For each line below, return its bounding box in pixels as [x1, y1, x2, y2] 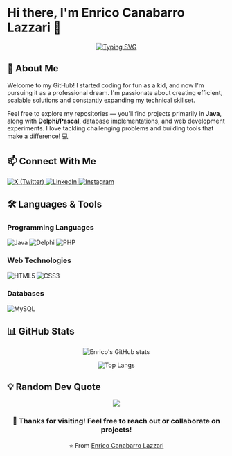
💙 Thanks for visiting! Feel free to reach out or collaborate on [12, 416, 220, 426]
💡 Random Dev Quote [7, 381, 102, 393]
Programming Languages [7, 222, 95, 232]
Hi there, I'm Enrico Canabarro [7, 5, 185, 21]
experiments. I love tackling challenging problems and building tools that [7, 124, 214, 133]
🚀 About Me [7, 62, 59, 74]
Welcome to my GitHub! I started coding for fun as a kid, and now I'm [7, 81, 204, 90]
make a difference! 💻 [7, 132, 69, 140]
